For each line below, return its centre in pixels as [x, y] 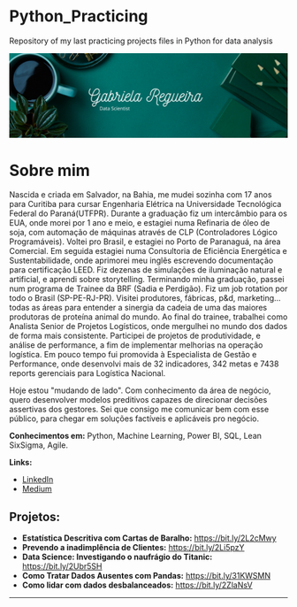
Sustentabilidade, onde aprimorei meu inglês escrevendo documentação [141, 261]
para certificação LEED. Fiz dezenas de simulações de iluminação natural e [146, 270]
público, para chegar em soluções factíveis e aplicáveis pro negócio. [134, 419]
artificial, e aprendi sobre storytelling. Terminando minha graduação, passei [147, 280]
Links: [21, 463]
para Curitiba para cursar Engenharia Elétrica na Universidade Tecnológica [145, 204]
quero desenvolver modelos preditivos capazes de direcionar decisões [138, 400]
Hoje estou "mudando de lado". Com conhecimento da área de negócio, [140, 390]
